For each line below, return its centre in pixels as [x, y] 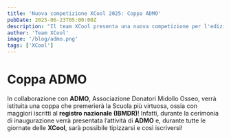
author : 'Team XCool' [38, 33]
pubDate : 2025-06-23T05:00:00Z [52, 20]
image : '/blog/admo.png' [43, 39]
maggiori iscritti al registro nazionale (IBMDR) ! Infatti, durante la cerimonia [113, 113]
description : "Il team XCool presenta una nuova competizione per [104, 26]
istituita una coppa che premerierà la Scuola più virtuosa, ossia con [102, 106]
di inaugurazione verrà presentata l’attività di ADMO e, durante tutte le [107, 120]
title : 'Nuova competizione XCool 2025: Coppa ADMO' [84, 13]
